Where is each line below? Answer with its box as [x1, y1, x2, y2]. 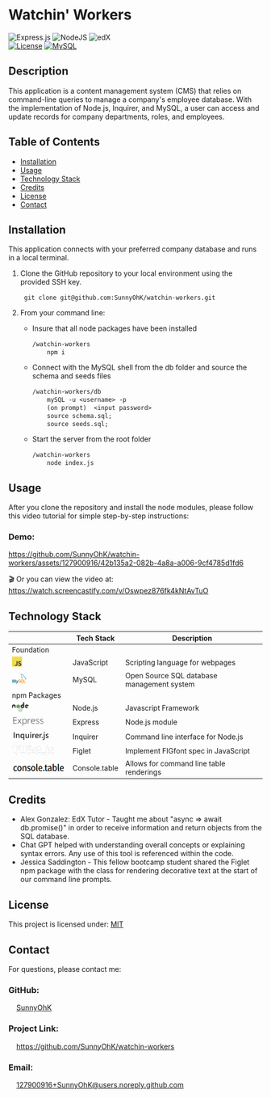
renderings [124, 767, 162, 777]
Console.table [72, 762, 119, 773]
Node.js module [124, 717, 177, 727]
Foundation [11, 645, 50, 655]
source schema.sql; [47, 412, 113, 420]
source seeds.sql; [47, 420, 109, 429]
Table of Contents [8, 135, 101, 149]
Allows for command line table [124, 758, 226, 769]
